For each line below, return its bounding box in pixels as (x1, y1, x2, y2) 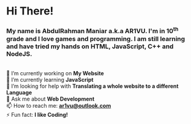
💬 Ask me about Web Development (6, 95, 95, 102)
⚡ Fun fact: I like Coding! (6, 111, 68, 118)
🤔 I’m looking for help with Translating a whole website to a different (6, 82, 179, 90)
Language (6, 88, 32, 96)
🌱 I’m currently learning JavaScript (6, 76, 94, 83)
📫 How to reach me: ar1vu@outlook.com (6, 102, 111, 109)
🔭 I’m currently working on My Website (6, 69, 104, 76)
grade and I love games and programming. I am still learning (6, 34, 186, 43)
